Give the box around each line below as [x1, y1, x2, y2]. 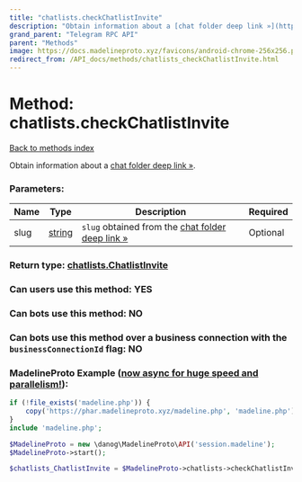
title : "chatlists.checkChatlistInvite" [9, 13, 164, 22]
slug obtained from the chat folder [81, 221, 226, 234]
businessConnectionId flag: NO [9, 343, 143, 355]
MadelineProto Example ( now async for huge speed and [9, 366, 259, 379]
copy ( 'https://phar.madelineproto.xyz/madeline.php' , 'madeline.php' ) [25, 406, 296, 416]
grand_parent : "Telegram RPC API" [9, 30, 139, 39]
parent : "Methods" [9, 38, 78, 48]
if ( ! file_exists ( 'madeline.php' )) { [9, 398, 151, 407]
